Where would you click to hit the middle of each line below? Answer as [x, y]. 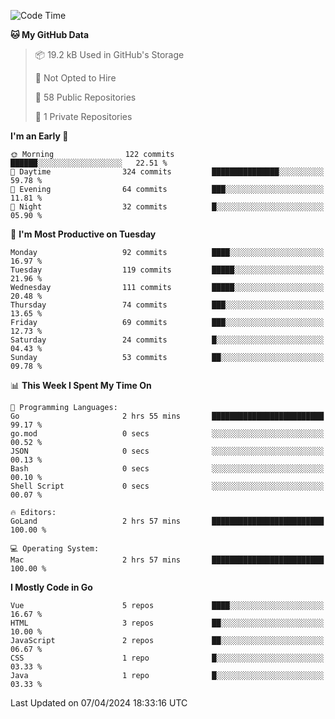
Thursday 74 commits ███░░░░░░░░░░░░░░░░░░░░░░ [167, 305]
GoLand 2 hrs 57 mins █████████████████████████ [167, 521]
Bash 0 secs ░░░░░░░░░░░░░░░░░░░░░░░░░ [167, 469]
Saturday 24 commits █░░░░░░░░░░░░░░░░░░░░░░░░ [167, 340]
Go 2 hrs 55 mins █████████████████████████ [167, 416]
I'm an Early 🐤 [39, 136]
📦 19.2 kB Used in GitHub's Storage [109, 54]
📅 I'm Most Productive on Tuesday [83, 234]
